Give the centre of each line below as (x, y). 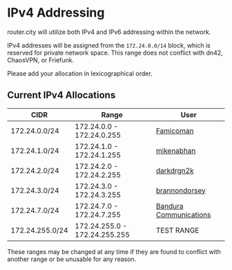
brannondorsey (181, 190)
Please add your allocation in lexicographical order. (80, 73)
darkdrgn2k (175, 170)
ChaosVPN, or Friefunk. (41, 60)
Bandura (170, 206)
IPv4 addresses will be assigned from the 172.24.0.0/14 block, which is (109, 45)
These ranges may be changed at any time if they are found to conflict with (114, 251)
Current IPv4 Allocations (61, 95)
